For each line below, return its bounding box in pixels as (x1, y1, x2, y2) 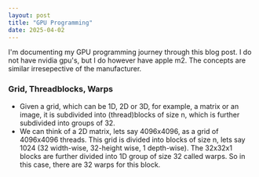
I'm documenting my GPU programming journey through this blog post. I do (8, 48, 252, 57)
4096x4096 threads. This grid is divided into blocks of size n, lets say (19, 135, 246, 144)
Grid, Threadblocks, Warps (8, 84, 114, 95)
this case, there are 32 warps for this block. (19, 160, 161, 169)
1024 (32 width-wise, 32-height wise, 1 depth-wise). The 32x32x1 (19, 143, 233, 153)
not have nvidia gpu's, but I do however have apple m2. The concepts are (8, 56, 246, 65)
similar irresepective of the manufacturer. (8, 64, 142, 74)
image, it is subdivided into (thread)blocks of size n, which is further (19, 110, 240, 119)
